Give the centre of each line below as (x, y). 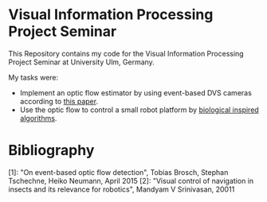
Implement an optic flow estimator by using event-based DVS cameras (136, 92)
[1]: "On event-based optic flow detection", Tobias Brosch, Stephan (118, 172)
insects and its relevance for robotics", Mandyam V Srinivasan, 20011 (122, 189)
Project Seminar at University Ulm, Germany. (82, 62)
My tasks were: (33, 77)
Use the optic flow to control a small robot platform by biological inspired (139, 110)
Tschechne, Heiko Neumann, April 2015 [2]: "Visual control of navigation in (131, 181)
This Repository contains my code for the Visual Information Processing (126, 53)
